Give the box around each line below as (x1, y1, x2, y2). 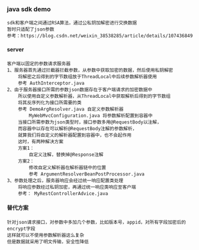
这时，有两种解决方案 (18, 138, 63, 145)
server (7, 45, 24, 53)
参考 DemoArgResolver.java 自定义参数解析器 (18, 106, 124, 112)
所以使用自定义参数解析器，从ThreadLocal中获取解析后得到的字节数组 (18, 93, 171, 99)
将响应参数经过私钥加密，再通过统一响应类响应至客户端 (18, 184, 136, 190)
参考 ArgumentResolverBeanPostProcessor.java (29, 171, 145, 177)
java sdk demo (7, 5, 51, 13)
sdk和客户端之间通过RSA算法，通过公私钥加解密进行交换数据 (7, 20, 137, 26)
